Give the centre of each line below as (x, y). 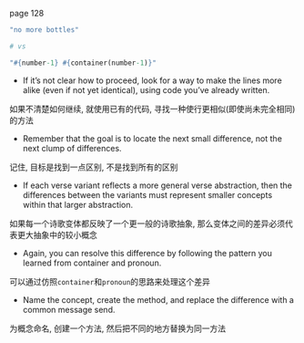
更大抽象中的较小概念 (57, 234)
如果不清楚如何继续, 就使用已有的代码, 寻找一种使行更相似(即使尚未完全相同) (152, 109)
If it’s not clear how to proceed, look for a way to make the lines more (152, 80)
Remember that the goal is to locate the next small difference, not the (152, 138)
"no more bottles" (44, 30)
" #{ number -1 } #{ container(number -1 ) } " (83, 63)
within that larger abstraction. (78, 204)
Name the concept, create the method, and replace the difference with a (158, 299)
